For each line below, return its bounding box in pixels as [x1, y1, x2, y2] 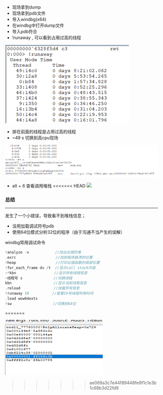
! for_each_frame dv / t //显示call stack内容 [5, 265, 96, 270]
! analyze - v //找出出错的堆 [5, 250, 81, 255]
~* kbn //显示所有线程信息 [5, 270, 88, 275]
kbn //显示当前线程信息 [5, 281, 87, 286]
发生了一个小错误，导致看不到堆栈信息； [5, 213, 86, 219]
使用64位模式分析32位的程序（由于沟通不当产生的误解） [12, 229, 125, 235]
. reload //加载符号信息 [5, 286, 80, 291]
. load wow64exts [5, 296, 38, 301]
